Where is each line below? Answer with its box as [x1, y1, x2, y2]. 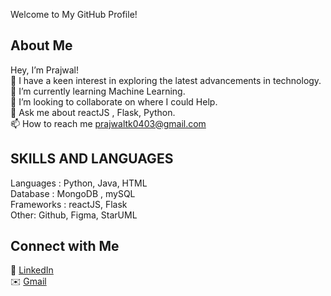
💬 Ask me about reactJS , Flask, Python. [10, 106, 176, 118]
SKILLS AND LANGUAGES [10, 150, 174, 168]
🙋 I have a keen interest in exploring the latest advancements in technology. [10, 74, 322, 86]
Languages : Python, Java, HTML [10, 177, 148, 189]
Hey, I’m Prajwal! [10, 64, 80, 76]
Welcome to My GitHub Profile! [10, 9, 138, 20]
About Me [10, 37, 73, 54]
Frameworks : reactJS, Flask [10, 198, 128, 210]
